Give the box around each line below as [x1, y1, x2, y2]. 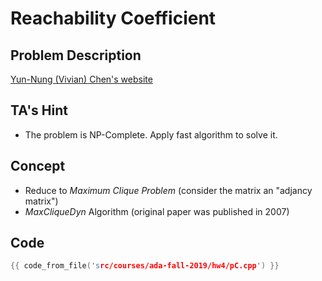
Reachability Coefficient [10, 7, 217, 30]
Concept [10, 158, 66, 175]
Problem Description [10, 47, 142, 64]
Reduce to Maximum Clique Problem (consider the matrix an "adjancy [24, 184, 313, 196]
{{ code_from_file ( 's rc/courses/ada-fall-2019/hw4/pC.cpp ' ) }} [10, 261, 280, 271]
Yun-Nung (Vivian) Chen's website [10, 73, 153, 85]
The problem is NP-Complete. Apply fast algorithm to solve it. [24, 128, 278, 141]
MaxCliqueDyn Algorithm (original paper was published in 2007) [24, 205, 290, 217]
